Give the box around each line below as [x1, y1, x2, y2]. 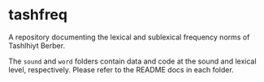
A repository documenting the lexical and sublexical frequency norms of [8, 32, 250, 42]
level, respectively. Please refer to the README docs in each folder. [8, 64, 234, 74]
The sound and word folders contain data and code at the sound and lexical [8, 56, 258, 66]
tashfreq [8, 6, 67, 24]
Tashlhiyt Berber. [8, 40, 66, 50]
